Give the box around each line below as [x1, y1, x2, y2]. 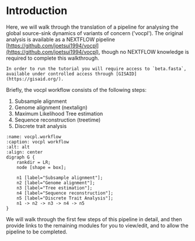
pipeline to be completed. [6, 228, 68, 235]
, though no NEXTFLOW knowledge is [98, 48, 189, 55]
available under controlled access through [6, 71, 114, 77]
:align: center [6, 149, 43, 155]
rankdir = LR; [16, 159, 51, 165]
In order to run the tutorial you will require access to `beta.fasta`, [6, 66, 187, 71]
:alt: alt [6, 144, 30, 150]
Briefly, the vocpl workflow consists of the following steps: [6, 86, 147, 93]
